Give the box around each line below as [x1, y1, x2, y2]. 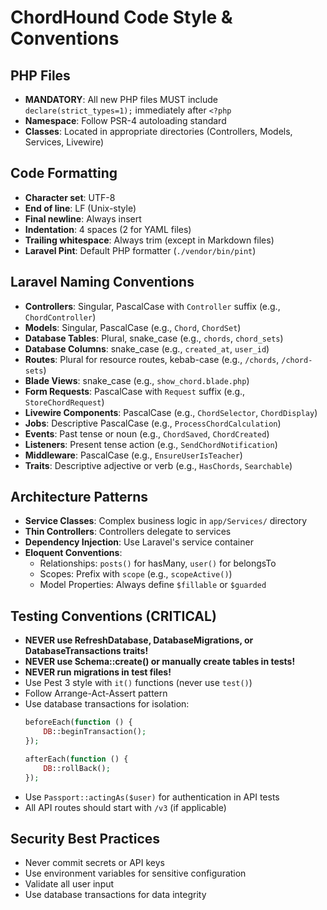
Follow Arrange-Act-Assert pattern [24, 687, 168, 700]
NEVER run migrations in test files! [24, 666, 172, 678]
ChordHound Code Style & [10, 6, 233, 29]
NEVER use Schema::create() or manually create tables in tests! [24, 656, 296, 668]
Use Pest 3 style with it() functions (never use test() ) [24, 677, 253, 689]
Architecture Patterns [10, 489, 149, 506]
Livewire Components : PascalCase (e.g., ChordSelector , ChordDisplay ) [24, 406, 318, 418]
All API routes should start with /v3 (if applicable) [24, 801, 227, 813]
